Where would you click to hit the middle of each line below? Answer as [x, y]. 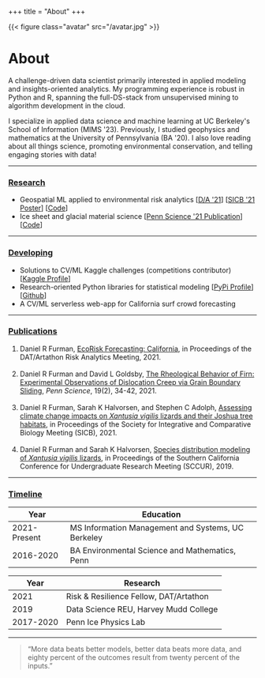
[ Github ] [33, 295]
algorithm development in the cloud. [67, 105]
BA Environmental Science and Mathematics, [153, 551]
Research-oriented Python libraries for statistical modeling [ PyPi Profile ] [136, 287]
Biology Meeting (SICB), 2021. [68, 432]
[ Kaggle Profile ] [45, 278]
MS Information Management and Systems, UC [157, 528]
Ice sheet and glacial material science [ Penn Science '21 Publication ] [131, 217]
